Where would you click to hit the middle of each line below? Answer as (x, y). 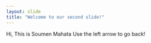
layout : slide (24, 11)
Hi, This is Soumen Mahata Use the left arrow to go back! (76, 34)
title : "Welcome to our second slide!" (55, 17)
